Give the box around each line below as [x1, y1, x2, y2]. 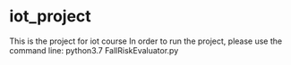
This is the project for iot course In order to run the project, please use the [9, 36, 283, 46]
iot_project [9, 6, 91, 27]
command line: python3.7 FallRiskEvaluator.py [9, 45, 179, 55]
